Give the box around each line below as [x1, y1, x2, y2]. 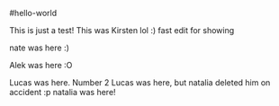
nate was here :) [9, 42, 70, 53]
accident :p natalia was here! [9, 87, 116, 97]
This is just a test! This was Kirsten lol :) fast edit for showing [9, 25, 235, 35]
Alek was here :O [9, 60, 73, 70]
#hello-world [9, 8, 57, 18]
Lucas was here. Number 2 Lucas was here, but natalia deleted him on [9, 77, 271, 88]
